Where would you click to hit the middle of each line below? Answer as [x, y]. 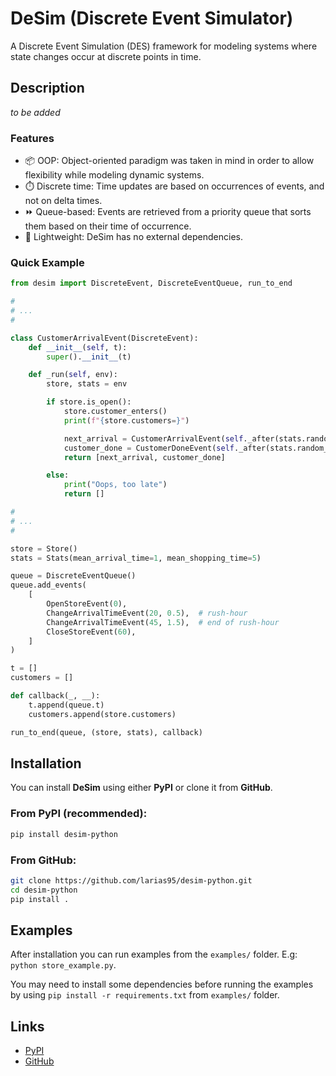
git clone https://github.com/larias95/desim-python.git [131, 880]
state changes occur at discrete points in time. [106, 56]
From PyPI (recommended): [79, 814]
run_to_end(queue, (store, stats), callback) [106, 732]
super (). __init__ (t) [89, 357]
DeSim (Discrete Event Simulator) [152, 18]
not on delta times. [63, 201]
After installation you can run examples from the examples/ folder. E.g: [154, 954]
